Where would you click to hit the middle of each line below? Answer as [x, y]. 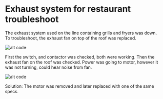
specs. [12, 91]
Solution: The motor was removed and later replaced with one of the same [80, 86]
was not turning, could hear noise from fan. [49, 67]
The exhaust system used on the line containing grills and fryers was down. [81, 33]
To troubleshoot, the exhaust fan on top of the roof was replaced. [71, 38]
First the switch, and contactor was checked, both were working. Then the [80, 57]
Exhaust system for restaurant [68, 9]
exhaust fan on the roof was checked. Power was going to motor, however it [81, 62]
